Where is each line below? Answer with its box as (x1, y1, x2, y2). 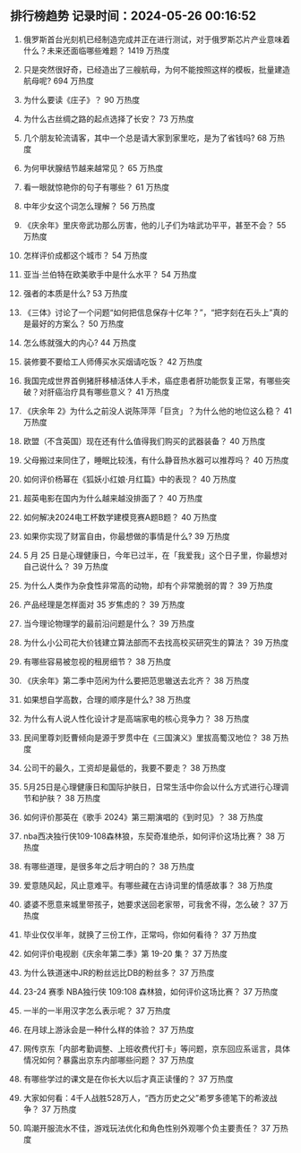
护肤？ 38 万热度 (39, 792, 101, 803)
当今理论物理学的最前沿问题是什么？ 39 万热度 (22, 618, 195, 628)
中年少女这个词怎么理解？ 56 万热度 (22, 201, 156, 211)
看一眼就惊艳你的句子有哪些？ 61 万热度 (22, 182, 170, 192)
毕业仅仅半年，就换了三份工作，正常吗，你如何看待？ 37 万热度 (22, 929, 258, 940)
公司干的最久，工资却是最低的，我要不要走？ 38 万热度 (22, 762, 227, 773)
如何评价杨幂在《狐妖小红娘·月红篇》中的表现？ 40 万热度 (22, 474, 236, 484)
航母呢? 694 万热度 (22, 75, 95, 86)
